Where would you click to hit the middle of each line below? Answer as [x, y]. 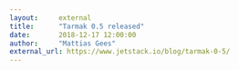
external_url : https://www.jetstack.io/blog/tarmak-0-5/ [120, 52]
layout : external [51, 18]
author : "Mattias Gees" [63, 43]
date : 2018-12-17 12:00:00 [73, 35]
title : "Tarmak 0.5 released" [77, 26]
